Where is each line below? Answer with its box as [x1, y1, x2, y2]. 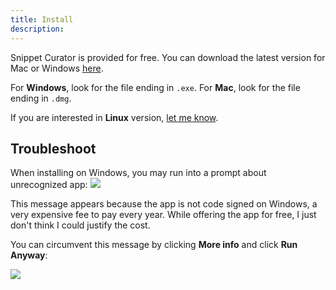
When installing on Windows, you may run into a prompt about [10, 167, 267, 179]
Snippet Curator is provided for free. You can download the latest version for [10, 51, 326, 63]
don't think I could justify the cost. [10, 219, 151, 231]
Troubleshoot [10, 140, 97, 157]
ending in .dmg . [10, 92, 72, 104]
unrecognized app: [10, 179, 88, 191]
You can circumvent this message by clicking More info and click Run [10, 239, 298, 251]
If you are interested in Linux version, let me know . [10, 111, 219, 123]
